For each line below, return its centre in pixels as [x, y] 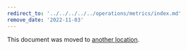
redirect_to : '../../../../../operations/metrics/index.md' [95, 13]
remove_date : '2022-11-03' [45, 20]
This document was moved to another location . [73, 39]
